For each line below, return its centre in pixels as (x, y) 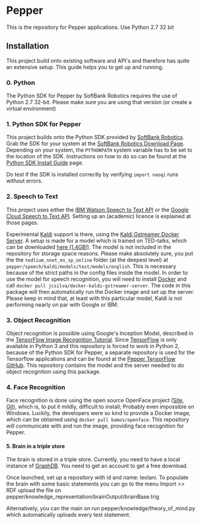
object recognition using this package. (53, 372)
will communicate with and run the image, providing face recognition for (95, 426)
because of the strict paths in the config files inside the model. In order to (97, 272)
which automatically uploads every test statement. (68, 515)
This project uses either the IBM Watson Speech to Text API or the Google (97, 210)
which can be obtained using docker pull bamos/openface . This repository (98, 420)
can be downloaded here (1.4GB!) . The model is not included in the (89, 247)
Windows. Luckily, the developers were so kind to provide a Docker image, (98, 413)
